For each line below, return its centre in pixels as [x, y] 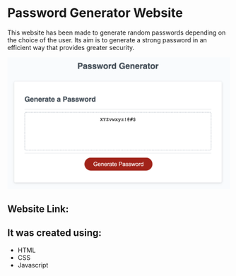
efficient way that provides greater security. [71, 47]
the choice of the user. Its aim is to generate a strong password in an [107, 40]
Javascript [33, 265]
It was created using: [54, 233]
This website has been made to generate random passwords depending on [117, 32]
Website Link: [38, 209]
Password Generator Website [95, 13]
